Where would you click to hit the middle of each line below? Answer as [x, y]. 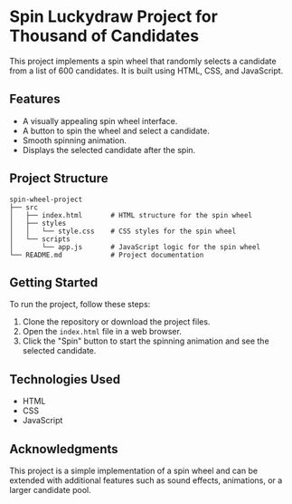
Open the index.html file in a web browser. [102, 332]
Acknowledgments [64, 449]
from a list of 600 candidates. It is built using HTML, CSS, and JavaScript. [146, 71]
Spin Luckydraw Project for [114, 17]
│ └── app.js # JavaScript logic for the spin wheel [135, 247]
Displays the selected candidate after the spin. [109, 150]
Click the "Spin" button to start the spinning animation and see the [146, 341]
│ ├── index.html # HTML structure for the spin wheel [131, 215]
